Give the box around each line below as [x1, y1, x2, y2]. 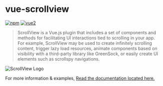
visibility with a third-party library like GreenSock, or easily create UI [17, 51, 158, 57]
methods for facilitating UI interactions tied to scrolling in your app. [17, 35, 155, 41]
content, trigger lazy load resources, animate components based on [17, 45, 157, 51]
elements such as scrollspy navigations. [17, 56, 100, 62]
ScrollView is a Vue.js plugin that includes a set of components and [17, 29, 156, 35]
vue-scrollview [5, 3, 69, 15]
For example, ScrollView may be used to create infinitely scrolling [17, 40, 152, 46]
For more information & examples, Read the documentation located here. [5, 75, 155, 81]
